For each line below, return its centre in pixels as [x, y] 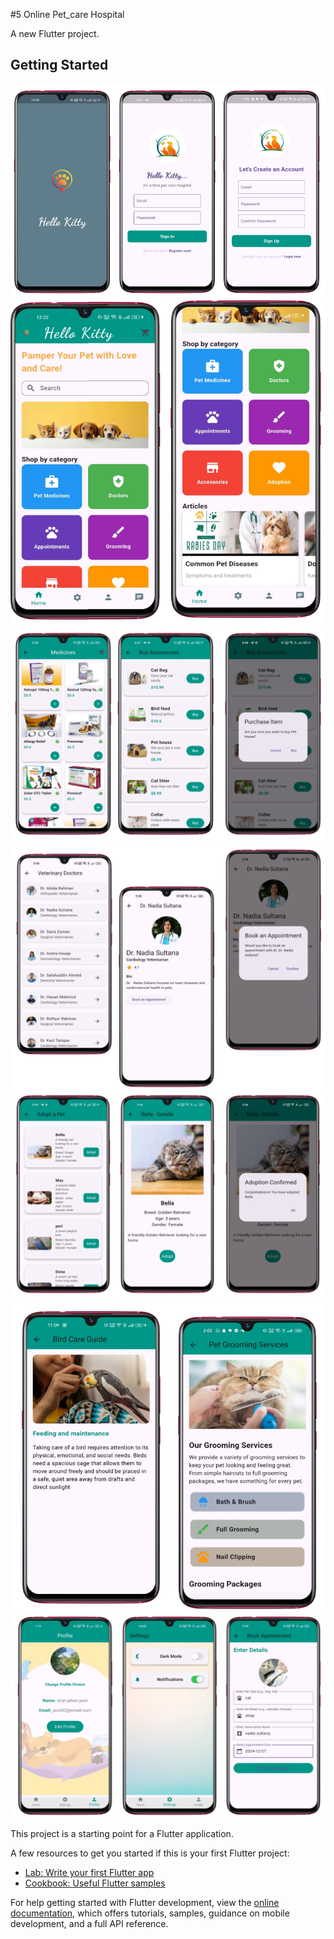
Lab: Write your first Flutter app [89, 1873]
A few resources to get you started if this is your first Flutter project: [150, 1853]
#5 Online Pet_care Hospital [67, 14]
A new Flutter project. [55, 33]
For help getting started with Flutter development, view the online [145, 1903]
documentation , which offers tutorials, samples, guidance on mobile [150, 1913]
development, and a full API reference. [89, 1924]
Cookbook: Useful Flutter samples [95, 1883]
